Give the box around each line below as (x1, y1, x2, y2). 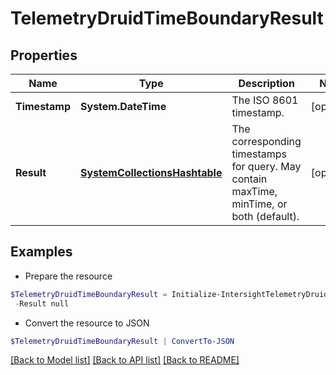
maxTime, (231, 185, 278, 198)
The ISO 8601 (231, 93, 299, 107)
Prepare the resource (24, 270, 113, 282)
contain (231, 172, 268, 186)
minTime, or (231, 197, 288, 211)
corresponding (231, 135, 302, 148)
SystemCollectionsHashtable (80, 166, 223, 179)
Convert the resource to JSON (24, 317, 150, 329)
